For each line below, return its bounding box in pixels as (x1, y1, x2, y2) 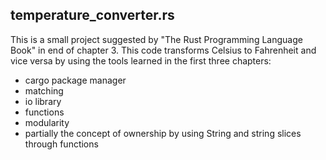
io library (24, 95, 62, 107)
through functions (24, 138, 99, 150)
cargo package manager (24, 74, 127, 86)
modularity (24, 116, 70, 128)
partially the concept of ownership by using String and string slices (24, 127, 302, 139)
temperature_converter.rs (10, 7, 175, 24)
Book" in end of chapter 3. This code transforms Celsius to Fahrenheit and (10, 44, 317, 56)
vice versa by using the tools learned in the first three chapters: (10, 54, 272, 67)
